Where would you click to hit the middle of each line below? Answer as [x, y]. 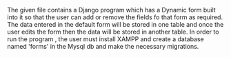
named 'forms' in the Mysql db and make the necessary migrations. [103, 46]
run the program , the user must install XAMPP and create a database [106, 39]
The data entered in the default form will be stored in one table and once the [115, 24]
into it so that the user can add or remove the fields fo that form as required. [115, 17]
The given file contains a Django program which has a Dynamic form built [111, 10]
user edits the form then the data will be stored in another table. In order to [113, 32]
